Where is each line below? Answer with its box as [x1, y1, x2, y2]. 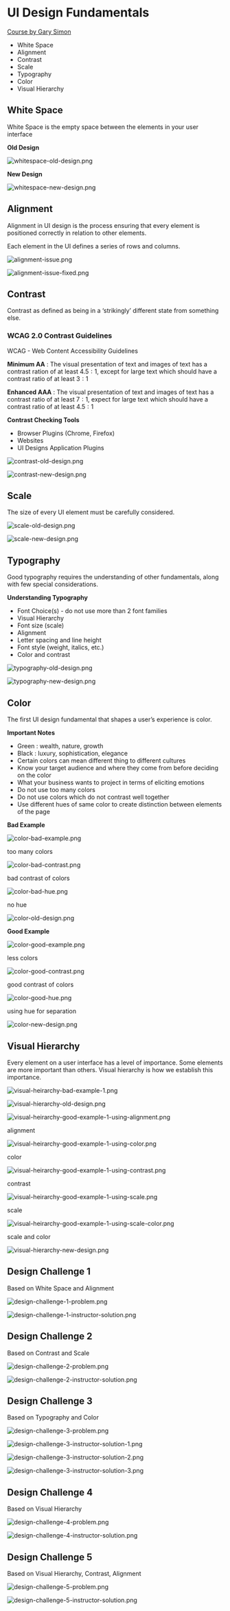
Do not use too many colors [16, 786, 96, 794]
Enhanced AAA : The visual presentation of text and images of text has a [7, 388, 214, 396]
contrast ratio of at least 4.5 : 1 [7, 402, 94, 410]
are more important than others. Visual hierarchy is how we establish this [7, 1065, 214, 1074]
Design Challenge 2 [7, 1330, 93, 1343]
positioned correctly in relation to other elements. [7, 229, 147, 237]
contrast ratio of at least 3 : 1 [7, 374, 89, 382]
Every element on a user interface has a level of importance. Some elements [7, 1058, 223, 1067]
